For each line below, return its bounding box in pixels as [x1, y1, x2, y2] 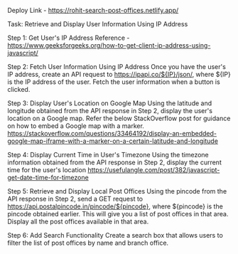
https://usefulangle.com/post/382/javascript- [87, 166, 220, 174]
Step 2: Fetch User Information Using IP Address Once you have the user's [7, 63, 226, 70]
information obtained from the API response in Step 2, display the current [7, 158, 222, 166]
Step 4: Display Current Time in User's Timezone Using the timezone [7, 151, 209, 159]
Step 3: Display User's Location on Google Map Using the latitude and [7, 99, 212, 107]
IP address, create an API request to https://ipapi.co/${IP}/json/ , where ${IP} [7, 70, 231, 78]
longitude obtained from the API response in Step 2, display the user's [7, 107, 213, 115]
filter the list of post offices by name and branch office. [7, 238, 169, 247]
